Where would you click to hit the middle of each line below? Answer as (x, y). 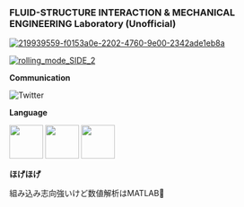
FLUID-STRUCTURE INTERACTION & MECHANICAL (122, 13)
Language (28, 113)
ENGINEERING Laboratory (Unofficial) (93, 23)
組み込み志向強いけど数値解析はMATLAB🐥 (87, 194)
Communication (40, 78)
